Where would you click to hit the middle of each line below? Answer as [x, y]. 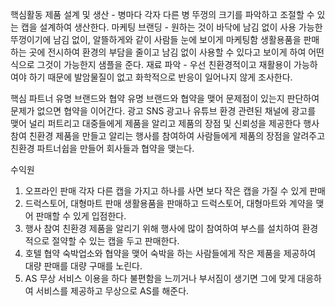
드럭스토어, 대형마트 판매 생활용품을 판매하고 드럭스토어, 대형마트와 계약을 [169, 203]
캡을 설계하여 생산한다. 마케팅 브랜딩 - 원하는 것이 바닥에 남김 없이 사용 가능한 [171, 27]
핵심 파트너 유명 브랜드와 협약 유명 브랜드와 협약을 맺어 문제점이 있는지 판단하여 [165, 98]
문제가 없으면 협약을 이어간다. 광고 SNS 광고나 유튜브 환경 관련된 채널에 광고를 [163, 111]
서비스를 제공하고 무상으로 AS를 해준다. [112, 291]
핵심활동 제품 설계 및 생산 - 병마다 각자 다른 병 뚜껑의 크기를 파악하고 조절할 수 [162, 14]
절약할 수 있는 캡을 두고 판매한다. [115, 241]
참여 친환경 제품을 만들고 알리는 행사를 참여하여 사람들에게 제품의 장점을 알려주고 [168, 136]
